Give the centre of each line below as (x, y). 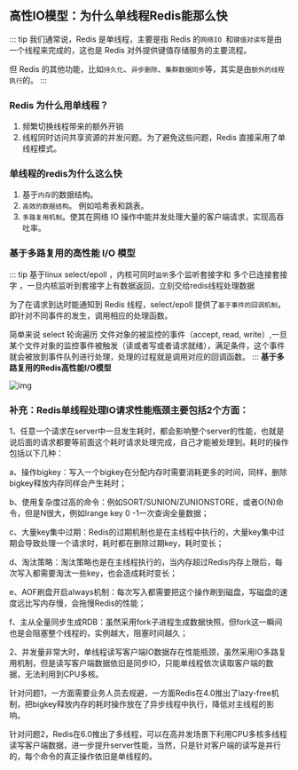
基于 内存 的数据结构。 (60, 194)
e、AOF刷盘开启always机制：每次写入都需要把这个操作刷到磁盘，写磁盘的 (145, 592)
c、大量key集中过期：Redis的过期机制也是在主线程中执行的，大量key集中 (143, 532)
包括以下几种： (36, 453)
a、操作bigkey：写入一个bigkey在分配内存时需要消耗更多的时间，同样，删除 (149, 472)
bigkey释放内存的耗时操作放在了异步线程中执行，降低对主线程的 (149, 704)
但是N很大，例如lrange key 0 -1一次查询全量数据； (117, 513)
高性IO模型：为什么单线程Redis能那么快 (118, 16)
